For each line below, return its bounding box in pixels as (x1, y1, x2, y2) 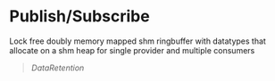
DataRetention (30, 62, 85, 73)
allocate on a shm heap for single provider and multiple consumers (9, 45, 255, 55)
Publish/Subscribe (9, 6, 150, 27)
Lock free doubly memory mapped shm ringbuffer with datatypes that (9, 36, 266, 46)
